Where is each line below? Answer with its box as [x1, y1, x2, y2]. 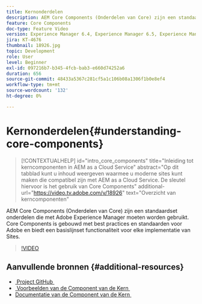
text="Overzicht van [126, 189, 176, 196]
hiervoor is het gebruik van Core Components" [20, 182, 137, 190]
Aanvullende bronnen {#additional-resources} [6, 262, 185, 272]
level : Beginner [6, 59, 47, 65]
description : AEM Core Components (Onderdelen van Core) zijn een [6, 14, 176, 21]
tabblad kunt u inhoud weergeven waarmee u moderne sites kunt [20, 169, 183, 177]
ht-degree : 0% [6, 93, 42, 99]
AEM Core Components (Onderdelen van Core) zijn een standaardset [6, 207, 178, 214]
